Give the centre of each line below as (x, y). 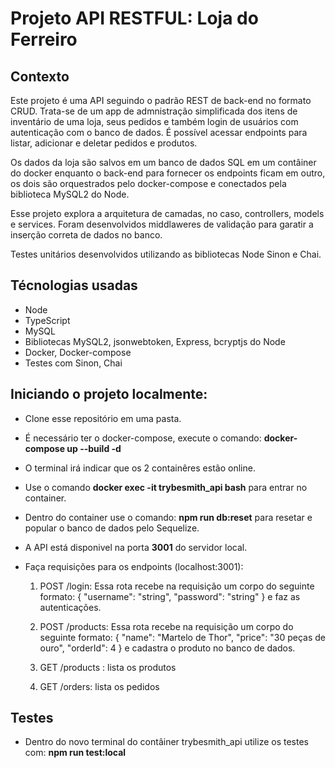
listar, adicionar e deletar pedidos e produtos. (104, 143)
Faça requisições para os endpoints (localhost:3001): (134, 566)
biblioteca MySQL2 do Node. (70, 194)
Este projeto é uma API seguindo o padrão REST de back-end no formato (161, 100)
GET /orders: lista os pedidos (99, 686)
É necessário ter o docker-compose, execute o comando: (143, 438)
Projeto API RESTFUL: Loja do (134, 18)
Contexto (40, 76)
